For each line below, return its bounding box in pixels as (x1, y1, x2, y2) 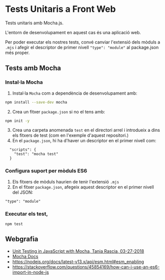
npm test (5, 222, 23, 226)
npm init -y (5, 118, 30, 123)
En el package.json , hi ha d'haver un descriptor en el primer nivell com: (12, 138, 157, 144)
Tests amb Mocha (5, 64, 61, 72)
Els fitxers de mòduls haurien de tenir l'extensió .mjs (12, 178, 120, 184)
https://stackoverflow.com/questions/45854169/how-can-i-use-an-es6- (12, 264, 160, 270)
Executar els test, (5, 210, 48, 217)
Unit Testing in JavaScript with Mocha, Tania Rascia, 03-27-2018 (12, 248, 144, 254)
